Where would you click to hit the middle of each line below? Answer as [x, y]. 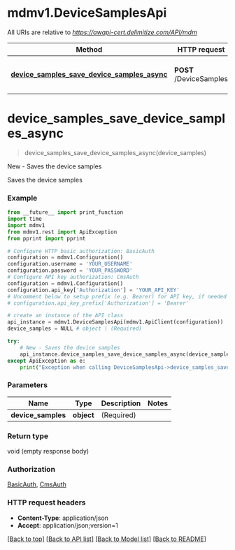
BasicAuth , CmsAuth [37, 484]
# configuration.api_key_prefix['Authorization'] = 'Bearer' [98, 303]
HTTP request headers [47, 502]
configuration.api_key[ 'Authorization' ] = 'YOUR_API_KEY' [93, 290]
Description [121, 403]
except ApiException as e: [47, 361]
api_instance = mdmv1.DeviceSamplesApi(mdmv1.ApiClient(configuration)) [115, 322]
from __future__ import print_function [65, 212]
